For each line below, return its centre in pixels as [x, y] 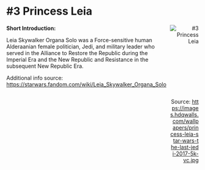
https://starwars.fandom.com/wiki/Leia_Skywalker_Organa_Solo [86, 84]
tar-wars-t [186, 140]
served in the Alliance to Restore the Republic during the [77, 53]
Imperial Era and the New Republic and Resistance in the [77, 59]
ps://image [185, 108]
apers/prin [186, 127]
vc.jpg [191, 160]
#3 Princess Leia [49, 11]
